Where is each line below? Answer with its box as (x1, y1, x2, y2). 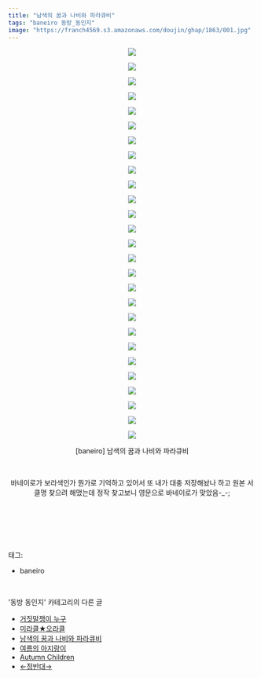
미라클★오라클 (19, 624, 65, 633)
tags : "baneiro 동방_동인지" (8, 19, 96, 27)
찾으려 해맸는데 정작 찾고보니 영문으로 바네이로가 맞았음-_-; (48, 488, 230, 497)
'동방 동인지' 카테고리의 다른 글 (8, 598, 103, 607)
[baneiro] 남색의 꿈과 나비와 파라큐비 (75, 446, 189, 456)
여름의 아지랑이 (19, 643, 67, 653)
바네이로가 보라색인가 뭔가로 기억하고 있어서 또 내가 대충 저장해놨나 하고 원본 (10, 478, 246, 488)
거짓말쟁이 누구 (19, 614, 67, 624)
